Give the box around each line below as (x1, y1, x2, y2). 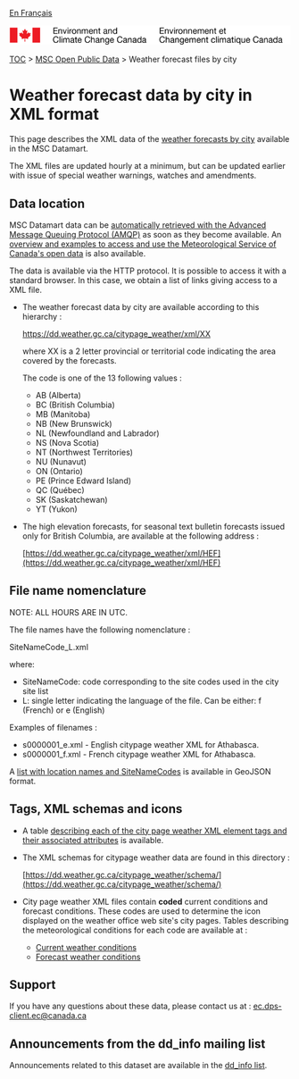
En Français (9, 8, 53, 18)
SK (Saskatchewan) (35, 495, 109, 506)
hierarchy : (21, 312, 62, 322)
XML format (9, 105, 100, 124)
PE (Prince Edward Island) (35, 475, 132, 486)
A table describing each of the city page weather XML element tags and (21, 825, 287, 836)
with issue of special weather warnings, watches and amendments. (9, 170, 257, 181)
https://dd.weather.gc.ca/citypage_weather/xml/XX (21, 329, 212, 339)
